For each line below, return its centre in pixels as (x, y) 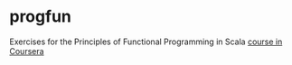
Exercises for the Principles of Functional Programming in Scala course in (146, 42)
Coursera (27, 51)
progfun (41, 17)
